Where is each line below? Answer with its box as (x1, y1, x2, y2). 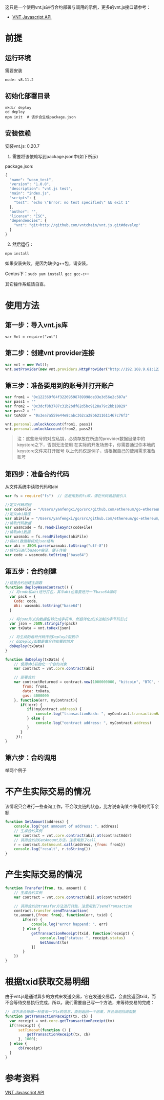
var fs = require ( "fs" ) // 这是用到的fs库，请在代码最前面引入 (5, 493, 127, 498)
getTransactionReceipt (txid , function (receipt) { (31, 931, 134, 936)
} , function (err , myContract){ (14, 698, 78, 702)
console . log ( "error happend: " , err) (31, 922, 108, 927)
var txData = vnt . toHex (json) (9, 626, 71, 631)
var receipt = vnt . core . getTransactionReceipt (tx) (9, 1018, 115, 1023)
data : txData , (22, 688, 51, 694)
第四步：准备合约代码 (5, 469, 69, 478)
